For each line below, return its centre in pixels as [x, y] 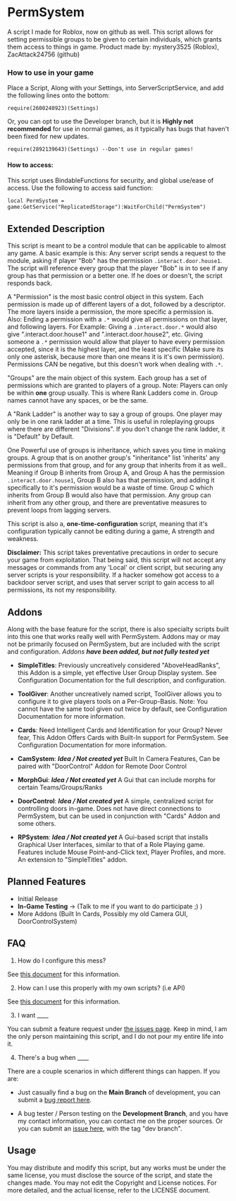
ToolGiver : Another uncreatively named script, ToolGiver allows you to [119, 694]
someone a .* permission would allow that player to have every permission [116, 342]
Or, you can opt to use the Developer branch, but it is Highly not [100, 121]
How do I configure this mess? [62, 961]
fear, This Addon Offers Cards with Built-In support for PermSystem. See [123, 738]
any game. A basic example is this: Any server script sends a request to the [117, 253]
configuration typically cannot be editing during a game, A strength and [111, 531]
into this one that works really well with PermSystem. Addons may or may [114, 637]
